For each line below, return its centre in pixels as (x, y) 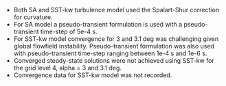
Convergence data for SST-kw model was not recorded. (93, 75)
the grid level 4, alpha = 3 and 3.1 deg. (68, 68)
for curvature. (33, 17)
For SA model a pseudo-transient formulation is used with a (98, 24)
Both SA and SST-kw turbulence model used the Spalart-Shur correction (116, 10)
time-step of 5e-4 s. (69, 31)
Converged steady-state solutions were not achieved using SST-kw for (114, 60)
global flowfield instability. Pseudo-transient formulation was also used (114, 46)
